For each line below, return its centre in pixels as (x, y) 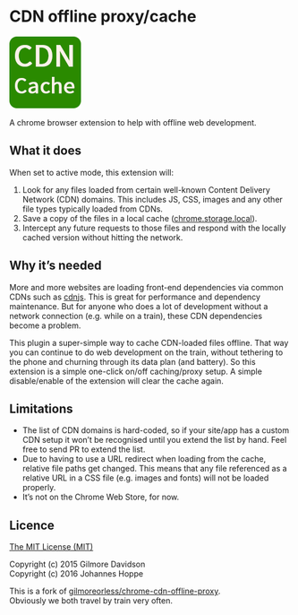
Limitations (41, 408)
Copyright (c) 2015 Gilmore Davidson (77, 564)
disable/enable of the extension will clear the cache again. (116, 381)
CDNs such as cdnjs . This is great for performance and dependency (135, 297)
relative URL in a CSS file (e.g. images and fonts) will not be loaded (145, 478)
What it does (46, 151)
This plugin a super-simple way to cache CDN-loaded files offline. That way (149, 342)
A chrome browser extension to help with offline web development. (133, 122)
